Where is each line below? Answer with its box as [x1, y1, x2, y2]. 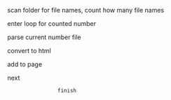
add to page [7, 60, 43, 69]
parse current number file [7, 33, 81, 41]
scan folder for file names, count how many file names [7, 6, 165, 14]
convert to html [7, 47, 51, 55]
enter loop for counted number [7, 20, 97, 27]
